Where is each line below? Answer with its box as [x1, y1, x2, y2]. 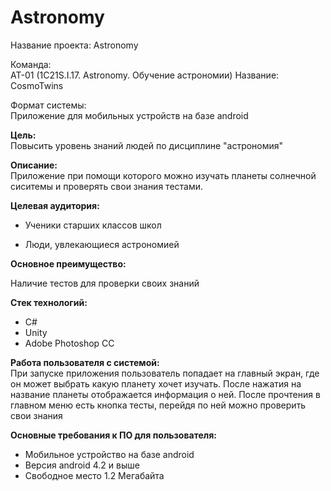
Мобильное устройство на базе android [24, 448, 195, 460]
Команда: [10, 58, 52, 70]
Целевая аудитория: [10, 199, 100, 211]
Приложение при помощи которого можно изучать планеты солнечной [10, 169, 317, 181]
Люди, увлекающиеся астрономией [24, 238, 180, 250]
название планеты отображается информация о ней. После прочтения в [10, 388, 321, 400]
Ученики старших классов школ [24, 219, 162, 231]
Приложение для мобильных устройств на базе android [10, 109, 249, 121]
